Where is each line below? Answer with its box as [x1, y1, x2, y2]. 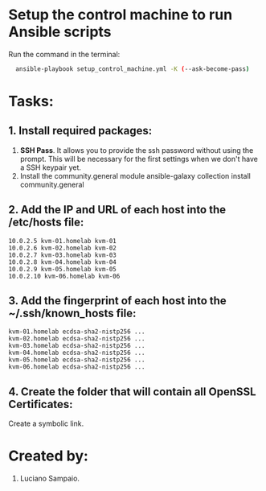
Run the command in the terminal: [8, 49, 121, 59]
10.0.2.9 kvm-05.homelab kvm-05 [8, 265, 117, 273]
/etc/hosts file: [8, 216, 84, 229]
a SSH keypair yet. [19, 163, 82, 172]
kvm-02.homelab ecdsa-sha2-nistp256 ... [8, 335, 146, 343]
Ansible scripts [8, 23, 112, 41]
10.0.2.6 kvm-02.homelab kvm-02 [8, 244, 117, 252]
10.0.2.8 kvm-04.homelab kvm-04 [8, 258, 117, 266]
